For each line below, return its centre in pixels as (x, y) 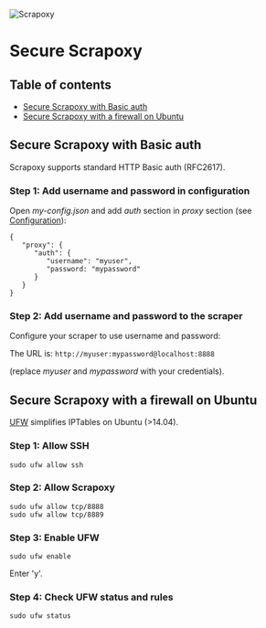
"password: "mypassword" (94, 270)
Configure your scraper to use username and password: (115, 336)
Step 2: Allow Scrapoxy (63, 487)
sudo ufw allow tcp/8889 (57, 515)
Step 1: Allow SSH (49, 446)
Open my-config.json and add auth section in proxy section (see (131, 211)
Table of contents (60, 85)
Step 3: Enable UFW (54, 538)
